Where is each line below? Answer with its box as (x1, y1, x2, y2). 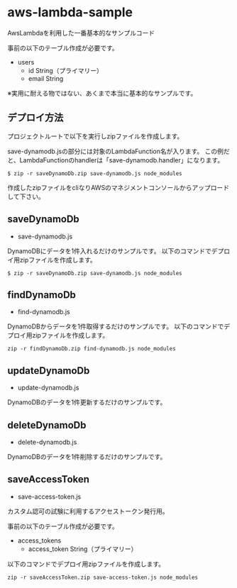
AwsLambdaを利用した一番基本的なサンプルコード (7, 28, 155, 37)
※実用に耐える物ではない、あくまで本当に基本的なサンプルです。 (7, 89, 197, 97)
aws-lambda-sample (7, 4, 133, 21)
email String (28, 74, 64, 82)
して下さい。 (7, 192, 45, 201)
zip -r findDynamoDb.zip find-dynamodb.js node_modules (7, 345, 176, 353)
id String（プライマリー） (28, 66, 103, 74)
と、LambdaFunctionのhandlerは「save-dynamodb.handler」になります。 (7, 155, 224, 164)
